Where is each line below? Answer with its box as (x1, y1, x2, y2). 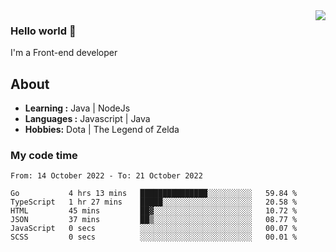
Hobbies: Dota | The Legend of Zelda (24, 124, 180, 136)
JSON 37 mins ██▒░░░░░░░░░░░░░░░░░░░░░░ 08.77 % (10, 215, 298, 225)
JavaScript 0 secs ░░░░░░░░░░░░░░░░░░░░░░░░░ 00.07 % (10, 224, 298, 234)
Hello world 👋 (10, 24, 77, 38)
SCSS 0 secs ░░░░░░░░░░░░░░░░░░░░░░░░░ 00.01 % (10, 232, 298, 243)
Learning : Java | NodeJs (24, 102, 131, 114)
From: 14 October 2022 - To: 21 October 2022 (10, 171, 203, 181)
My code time (10, 149, 78, 163)
